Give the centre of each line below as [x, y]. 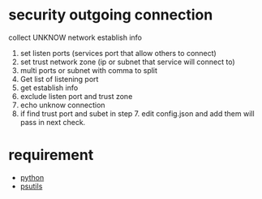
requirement [51, 155]
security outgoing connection [111, 15]
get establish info [49, 88]
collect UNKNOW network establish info [75, 37]
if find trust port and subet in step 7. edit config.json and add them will [137, 113]
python [32, 177]
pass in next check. [53, 122]
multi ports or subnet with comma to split [89, 70]
